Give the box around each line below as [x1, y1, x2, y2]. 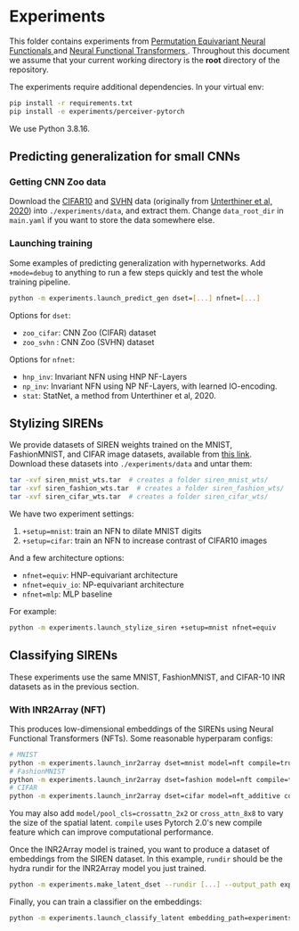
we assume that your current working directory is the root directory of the [9, 54, 280, 65]
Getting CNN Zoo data [9, 176, 107, 188]
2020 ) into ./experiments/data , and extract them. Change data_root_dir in [9, 205, 284, 216]
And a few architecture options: [9, 552, 125, 563]
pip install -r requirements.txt [9, 98, 133, 108]
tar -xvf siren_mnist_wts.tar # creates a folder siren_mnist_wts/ [9, 475, 269, 485]
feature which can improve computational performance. [9, 827, 214, 837]
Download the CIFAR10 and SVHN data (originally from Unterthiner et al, [9, 196, 273, 207]
